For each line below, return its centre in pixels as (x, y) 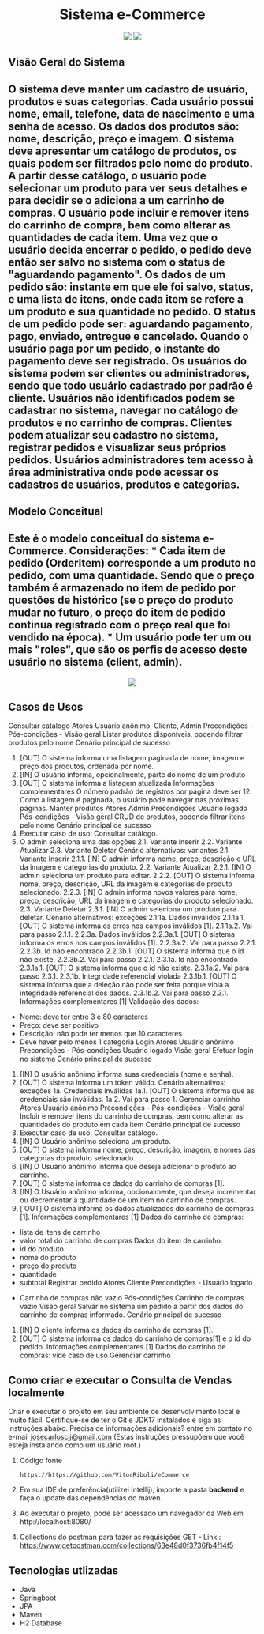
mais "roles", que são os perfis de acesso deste (128, 649)
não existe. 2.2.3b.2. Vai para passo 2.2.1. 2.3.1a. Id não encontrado (129, 960)
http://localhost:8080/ (55, 1522)
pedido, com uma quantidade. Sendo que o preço (131, 575)
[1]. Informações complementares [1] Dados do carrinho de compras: (132, 1217)
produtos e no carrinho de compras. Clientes (120, 423)
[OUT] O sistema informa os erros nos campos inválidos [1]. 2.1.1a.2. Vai (136, 926)
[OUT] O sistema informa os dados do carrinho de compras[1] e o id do (135, 1338)
